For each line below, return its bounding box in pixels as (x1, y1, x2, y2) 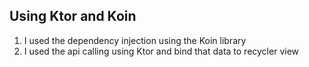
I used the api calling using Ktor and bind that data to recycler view (23, 45, 300, 57)
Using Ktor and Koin (9, 8, 137, 25)
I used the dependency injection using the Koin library (23, 34, 247, 46)
